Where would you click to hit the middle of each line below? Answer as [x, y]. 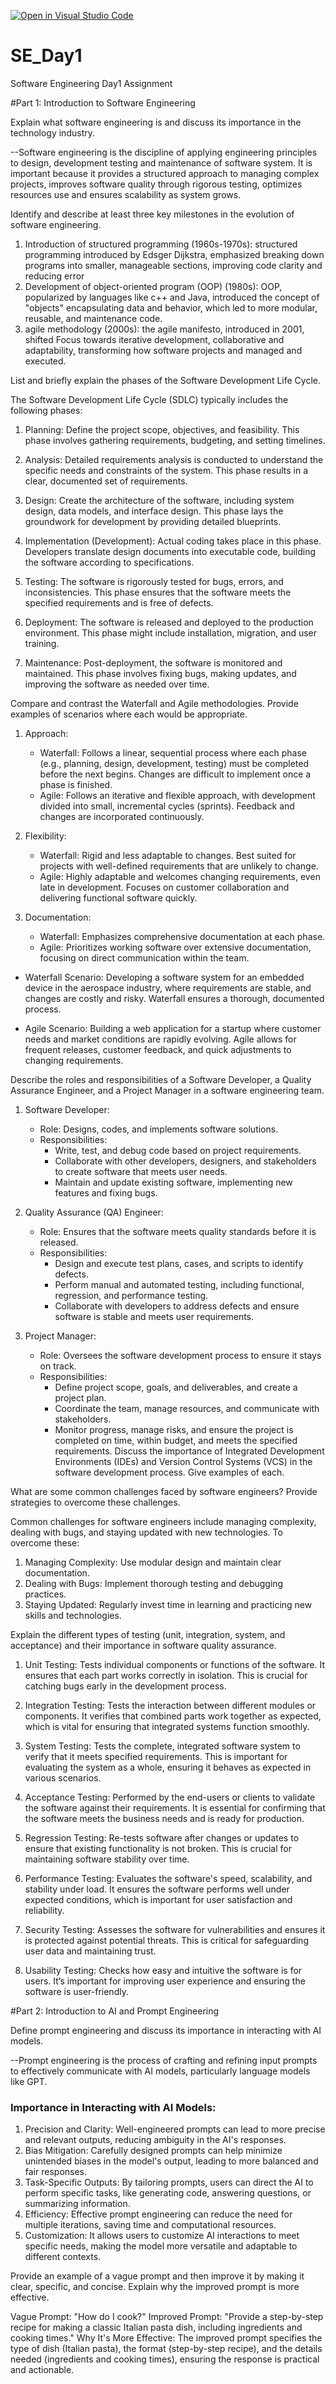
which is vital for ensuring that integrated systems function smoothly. [167, 1726]
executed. [45, 361]
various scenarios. [63, 1777]
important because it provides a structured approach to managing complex [165, 173]
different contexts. [63, 2257]
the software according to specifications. [109, 562]
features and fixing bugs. [106, 1192]
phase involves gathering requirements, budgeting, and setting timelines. [175, 440]
